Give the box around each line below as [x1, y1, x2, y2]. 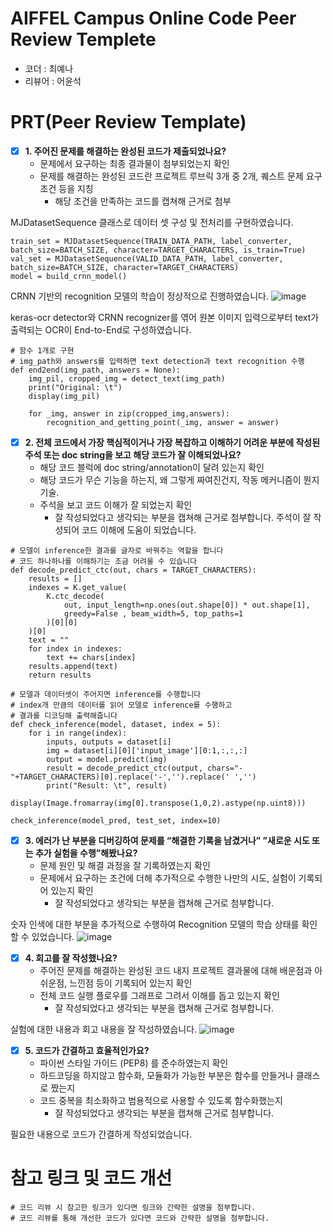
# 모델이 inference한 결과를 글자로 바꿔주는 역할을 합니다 [10, 546, 224, 556]
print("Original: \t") [28, 382, 123, 392]
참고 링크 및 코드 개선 [10, 1167, 173, 1190]
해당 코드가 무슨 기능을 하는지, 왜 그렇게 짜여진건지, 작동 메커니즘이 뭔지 [39, 474, 320, 486]
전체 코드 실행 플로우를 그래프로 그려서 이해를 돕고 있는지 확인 [39, 990, 280, 1002]
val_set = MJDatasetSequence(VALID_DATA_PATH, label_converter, [10, 253, 284, 264]
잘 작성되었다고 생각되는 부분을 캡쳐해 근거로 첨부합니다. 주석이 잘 [54, 512, 312, 523]
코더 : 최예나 [24, 62, 74, 74]
